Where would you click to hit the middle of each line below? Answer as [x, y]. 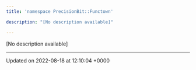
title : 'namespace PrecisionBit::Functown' [60, 11]
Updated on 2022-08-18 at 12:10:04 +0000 [58, 60]
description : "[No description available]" [60, 22]
